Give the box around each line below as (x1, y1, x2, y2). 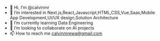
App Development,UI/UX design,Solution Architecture (9, 15, 119, 20)
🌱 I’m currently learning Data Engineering (9, 20, 93, 26)
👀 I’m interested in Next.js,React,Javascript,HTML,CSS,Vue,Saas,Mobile (9, 10, 156, 15)
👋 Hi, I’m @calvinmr (9, 5, 50, 10)
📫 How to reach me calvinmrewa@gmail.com (9, 30, 103, 36)
